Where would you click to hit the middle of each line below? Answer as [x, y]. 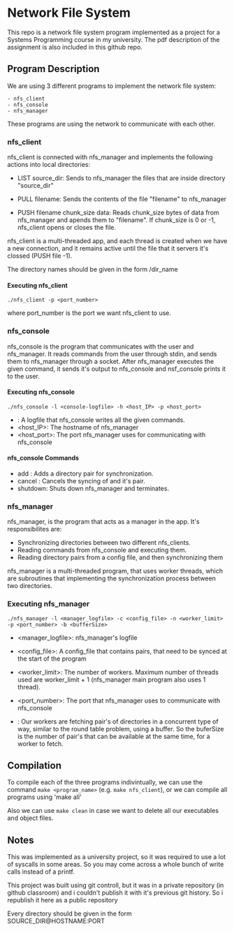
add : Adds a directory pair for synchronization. [85, 474]
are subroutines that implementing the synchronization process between [112, 578]
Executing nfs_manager [49, 604]
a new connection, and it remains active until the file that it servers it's [108, 249]
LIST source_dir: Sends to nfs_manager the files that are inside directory [121, 178]
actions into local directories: [49, 165]
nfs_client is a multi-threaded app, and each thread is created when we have [117, 241]
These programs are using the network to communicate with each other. [111, 124]
